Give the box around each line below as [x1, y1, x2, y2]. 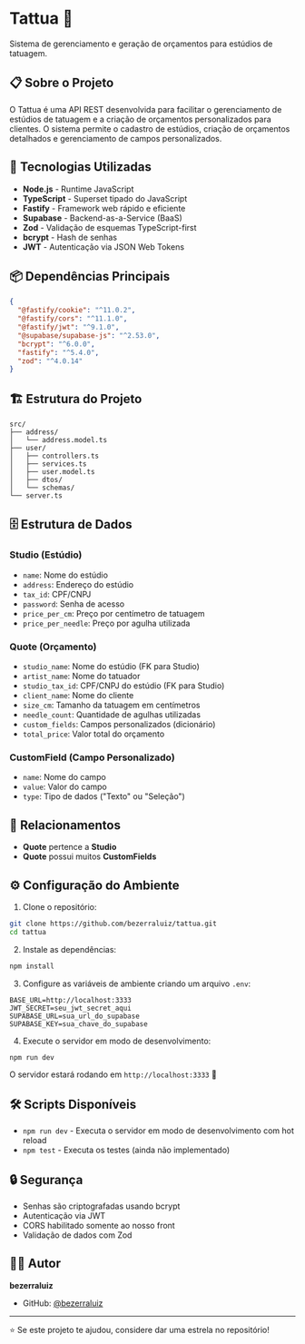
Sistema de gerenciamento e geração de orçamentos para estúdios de [9, 38, 273, 49]
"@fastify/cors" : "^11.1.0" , [17, 314, 128, 323]
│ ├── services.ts [9, 460, 88, 469]
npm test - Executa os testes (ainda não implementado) [22, 1144, 231, 1156]
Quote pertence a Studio [22, 842, 117, 853]
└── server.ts [9, 491, 64, 500]
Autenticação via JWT [22, 1211, 106, 1221]
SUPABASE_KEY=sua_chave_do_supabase [9, 1019, 148, 1029]
